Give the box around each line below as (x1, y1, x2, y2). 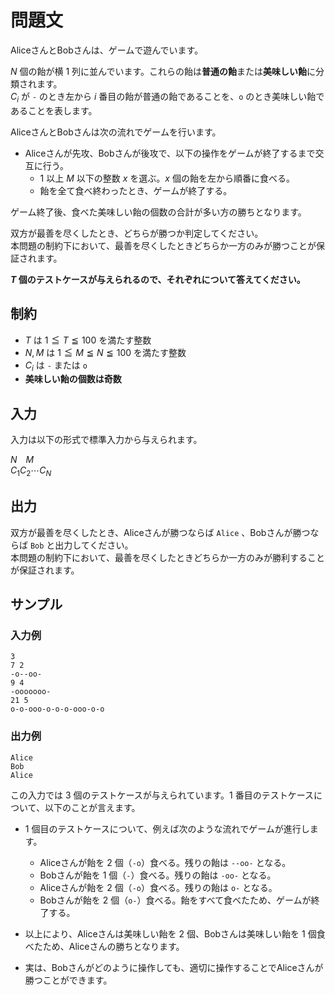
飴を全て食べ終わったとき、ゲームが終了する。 (39, 184, 233, 196)
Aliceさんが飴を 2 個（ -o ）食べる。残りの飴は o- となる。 (39, 881, 278, 893)
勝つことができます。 (24, 974, 113, 986)
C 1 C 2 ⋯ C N (10, 464, 52, 478)
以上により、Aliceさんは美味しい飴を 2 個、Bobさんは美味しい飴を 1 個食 (24, 927, 326, 940)
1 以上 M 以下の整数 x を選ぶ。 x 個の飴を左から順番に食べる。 (39, 172, 295, 184)
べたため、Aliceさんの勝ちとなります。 (24, 940, 185, 952)
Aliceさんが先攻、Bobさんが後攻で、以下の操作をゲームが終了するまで (24, 147, 316, 159)
